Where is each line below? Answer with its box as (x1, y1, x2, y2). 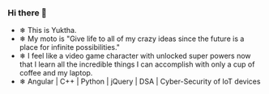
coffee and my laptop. (19, 68, 93, 78)
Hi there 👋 (7, 7, 48, 18)
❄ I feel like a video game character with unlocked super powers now (19, 51, 252, 61)
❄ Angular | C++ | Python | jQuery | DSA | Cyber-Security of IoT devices (19, 76, 261, 87)
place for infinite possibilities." (19, 43, 121, 52)
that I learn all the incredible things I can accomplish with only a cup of (19, 59, 255, 69)
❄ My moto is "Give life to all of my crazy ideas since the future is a (19, 34, 245, 43)
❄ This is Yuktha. (19, 26, 77, 35)
